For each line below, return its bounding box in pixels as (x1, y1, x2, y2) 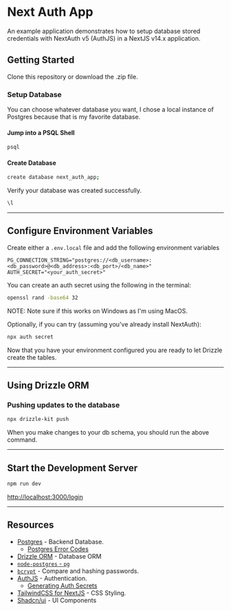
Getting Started (7, 54, 75, 66)
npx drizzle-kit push (7, 416, 69, 423)
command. (7, 435, 38, 444)
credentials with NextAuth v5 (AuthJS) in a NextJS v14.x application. (7, 34, 201, 42)
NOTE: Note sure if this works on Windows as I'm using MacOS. (7, 307, 188, 315)
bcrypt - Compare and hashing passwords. (16, 566, 140, 575)
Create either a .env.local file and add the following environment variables (7, 243, 220, 251)
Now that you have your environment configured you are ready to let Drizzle (7, 346, 223, 354)
